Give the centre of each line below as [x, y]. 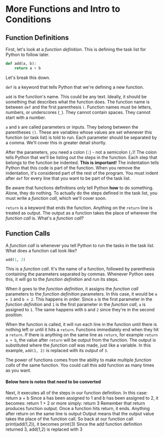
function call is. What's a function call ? [45, 218]
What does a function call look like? [41, 250]
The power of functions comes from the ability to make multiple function [79, 360]
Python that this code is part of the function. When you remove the [73, 167]
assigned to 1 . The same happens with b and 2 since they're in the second [80, 310]
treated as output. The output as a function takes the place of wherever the [81, 213]
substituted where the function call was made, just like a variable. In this [78, 345]
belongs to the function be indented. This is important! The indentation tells [82, 163]
